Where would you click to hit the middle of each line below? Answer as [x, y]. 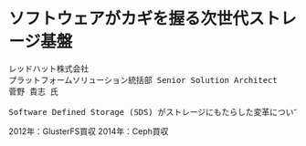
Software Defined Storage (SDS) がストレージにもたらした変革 [139, 112]
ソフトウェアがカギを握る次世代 [129, 19]
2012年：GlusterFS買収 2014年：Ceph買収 [89, 131]
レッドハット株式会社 [48, 68]
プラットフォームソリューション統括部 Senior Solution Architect [143, 80]
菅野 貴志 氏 [33, 91]
